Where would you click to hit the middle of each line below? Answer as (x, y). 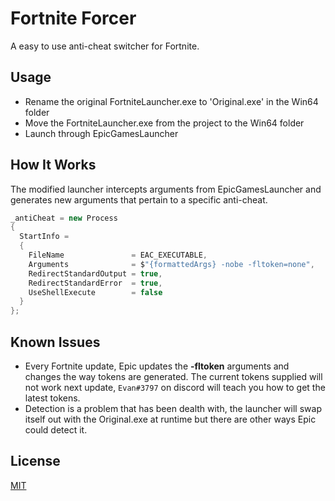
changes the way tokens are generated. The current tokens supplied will (173, 376)
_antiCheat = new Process (64, 218)
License (35, 461)
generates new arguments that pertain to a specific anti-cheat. (139, 199)
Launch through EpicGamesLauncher (101, 133)
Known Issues (55, 342)
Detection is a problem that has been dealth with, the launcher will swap (173, 408)
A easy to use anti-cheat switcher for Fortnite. (105, 46)
